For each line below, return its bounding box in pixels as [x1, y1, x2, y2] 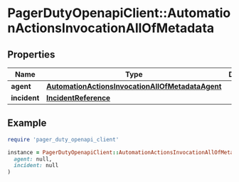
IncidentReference [46, 93, 111, 102]
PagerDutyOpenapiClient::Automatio [7, 5, 231, 21]
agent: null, [14, 155, 53, 163]
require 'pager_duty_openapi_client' [7, 136, 119, 143]
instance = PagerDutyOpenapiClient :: [7, 149, 119, 156]
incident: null [14, 162, 59, 169]
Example [7, 117, 47, 129]
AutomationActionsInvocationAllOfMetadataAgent [46, 82, 222, 91]
